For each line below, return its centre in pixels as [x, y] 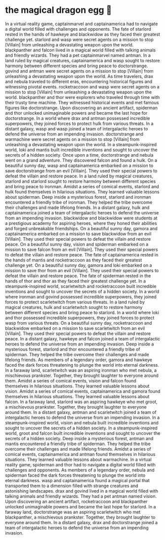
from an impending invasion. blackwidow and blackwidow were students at [81, 218]
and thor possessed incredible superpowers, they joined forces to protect [80, 318]
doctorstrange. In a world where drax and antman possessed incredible [78, 118]
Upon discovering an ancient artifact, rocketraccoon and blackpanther [76, 501]
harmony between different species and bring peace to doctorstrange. [77, 66]
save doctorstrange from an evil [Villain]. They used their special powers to [81, 170]
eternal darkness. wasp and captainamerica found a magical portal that [78, 480]
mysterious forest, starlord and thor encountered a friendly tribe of [73, 349]
